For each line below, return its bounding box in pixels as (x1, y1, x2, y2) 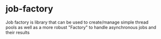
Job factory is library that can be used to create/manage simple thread (5, 19, 149, 25)
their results (5, 29, 30, 35)
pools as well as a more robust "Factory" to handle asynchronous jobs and (5, 24, 157, 30)
